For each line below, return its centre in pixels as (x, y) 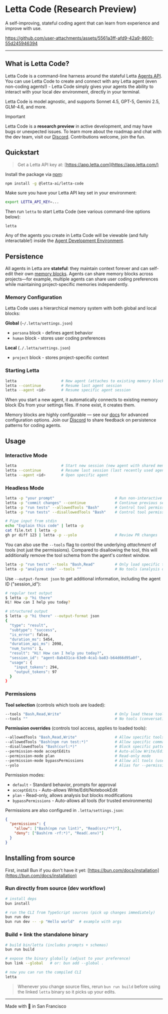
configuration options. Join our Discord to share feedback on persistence (81, 420)
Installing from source (40, 858)
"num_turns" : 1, (26, 648)
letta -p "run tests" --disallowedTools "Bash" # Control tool (76, 512)
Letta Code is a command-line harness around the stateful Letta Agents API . (84, 75)
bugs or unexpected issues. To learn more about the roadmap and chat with (83, 131)
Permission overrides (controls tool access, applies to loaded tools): (76, 728)
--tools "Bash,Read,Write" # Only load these (79, 714)
